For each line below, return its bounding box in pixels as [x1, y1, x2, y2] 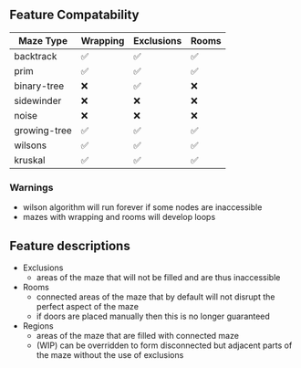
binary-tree [14, 79, 65, 92]
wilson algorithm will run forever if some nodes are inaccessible [22, 202, 263, 213]
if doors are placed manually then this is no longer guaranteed [36, 310, 271, 321]
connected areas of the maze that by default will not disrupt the [36, 291, 275, 302]
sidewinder [14, 94, 62, 107]
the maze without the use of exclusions [36, 349, 184, 360]
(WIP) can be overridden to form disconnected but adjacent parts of [36, 340, 293, 351]
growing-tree [14, 123, 73, 136]
